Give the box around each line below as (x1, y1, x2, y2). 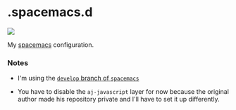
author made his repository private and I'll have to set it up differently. (17, 95, 220, 104)
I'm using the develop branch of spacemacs (17, 74, 139, 83)
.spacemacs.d (7, 4, 93, 20)
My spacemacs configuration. (7, 40, 94, 49)
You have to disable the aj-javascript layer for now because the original (17, 88, 229, 96)
